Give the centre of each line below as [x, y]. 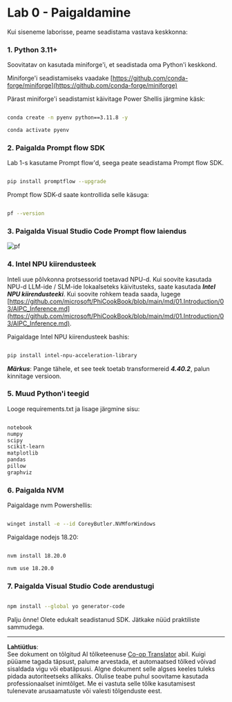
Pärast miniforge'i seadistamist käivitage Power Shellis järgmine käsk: [106, 99]
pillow [17, 466]
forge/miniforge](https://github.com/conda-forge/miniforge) [93, 86]
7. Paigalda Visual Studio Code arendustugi [81, 586]
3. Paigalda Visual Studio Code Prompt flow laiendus [97, 231]
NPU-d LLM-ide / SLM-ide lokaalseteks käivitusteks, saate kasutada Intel [112, 286]
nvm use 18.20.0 [30, 568]
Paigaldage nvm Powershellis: [50, 505]
